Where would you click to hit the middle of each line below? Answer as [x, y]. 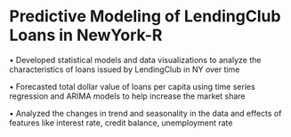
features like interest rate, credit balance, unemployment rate [121, 123]
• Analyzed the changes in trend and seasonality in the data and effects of [145, 113]
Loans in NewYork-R [86, 35]
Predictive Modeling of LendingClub [145, 16]
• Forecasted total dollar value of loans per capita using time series [132, 86]
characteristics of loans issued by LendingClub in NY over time [125, 69]
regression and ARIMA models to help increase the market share [127, 96]
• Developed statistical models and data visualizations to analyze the [135, 60]
